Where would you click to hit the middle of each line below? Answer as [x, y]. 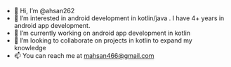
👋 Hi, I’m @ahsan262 [44, 11]
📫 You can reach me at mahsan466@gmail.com [84, 55]
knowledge [30, 48]
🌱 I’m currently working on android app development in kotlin [102, 33]
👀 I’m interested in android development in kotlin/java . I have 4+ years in [119, 18]
